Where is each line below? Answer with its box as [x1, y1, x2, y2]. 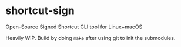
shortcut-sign [5, 4, 75, 17]
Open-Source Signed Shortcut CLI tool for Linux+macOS [5, 23, 143, 30]
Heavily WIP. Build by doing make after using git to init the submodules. [5, 34, 176, 41]
